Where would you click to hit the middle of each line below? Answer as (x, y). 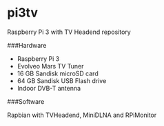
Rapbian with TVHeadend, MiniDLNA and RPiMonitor (82, 115)
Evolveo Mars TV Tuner (50, 66)
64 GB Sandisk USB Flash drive (62, 80)
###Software (26, 101)
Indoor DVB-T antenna (49, 88)
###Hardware (27, 45)
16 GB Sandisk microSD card (58, 73)
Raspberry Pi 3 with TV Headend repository (69, 32)
